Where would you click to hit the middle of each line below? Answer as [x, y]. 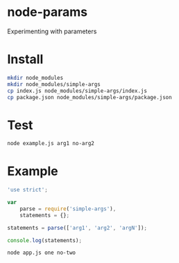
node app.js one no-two [42, 253]
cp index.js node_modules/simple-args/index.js [77, 91]
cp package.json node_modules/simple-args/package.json [89, 97]
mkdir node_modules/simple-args [54, 84]
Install [25, 59]
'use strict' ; [28, 190]
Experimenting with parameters [52, 31]
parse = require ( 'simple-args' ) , [68, 209]
